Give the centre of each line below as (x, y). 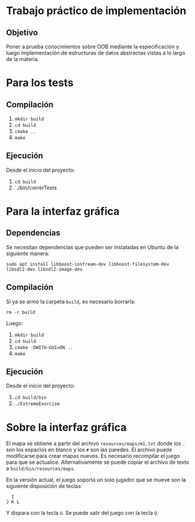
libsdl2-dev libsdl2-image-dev (44, 269)
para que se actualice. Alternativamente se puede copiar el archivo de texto (98, 462)
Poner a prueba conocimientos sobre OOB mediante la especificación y (93, 46)
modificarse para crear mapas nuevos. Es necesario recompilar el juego (93, 456)
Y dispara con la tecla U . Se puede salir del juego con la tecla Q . (82, 513)
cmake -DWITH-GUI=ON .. (44, 347)
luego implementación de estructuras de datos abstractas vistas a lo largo (96, 53)
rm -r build (21, 312)
